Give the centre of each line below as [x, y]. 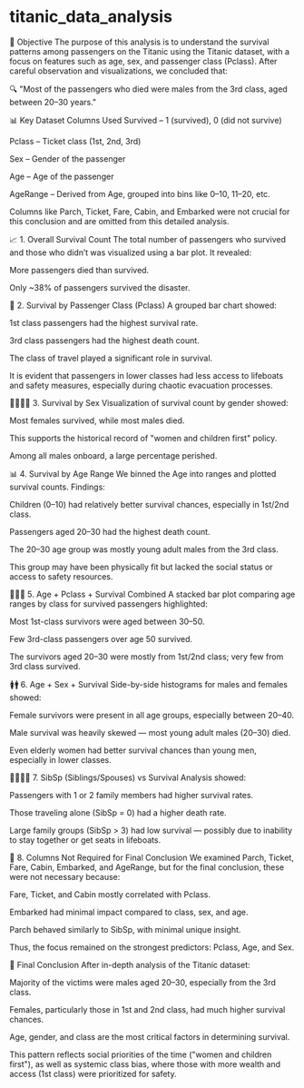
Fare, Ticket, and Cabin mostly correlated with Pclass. [110, 894]
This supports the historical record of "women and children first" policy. [143, 438]
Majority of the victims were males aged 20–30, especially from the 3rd [143, 982]
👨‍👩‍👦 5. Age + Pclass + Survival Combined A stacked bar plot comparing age [152, 594]
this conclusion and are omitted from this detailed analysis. [119, 221]
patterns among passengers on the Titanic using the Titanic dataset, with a [150, 51]
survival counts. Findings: [58, 487]
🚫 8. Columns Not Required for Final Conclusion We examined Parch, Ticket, [152, 857]
